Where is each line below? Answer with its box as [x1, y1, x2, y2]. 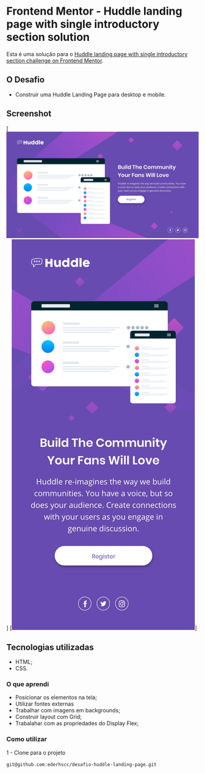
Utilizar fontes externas [15, 700, 74, 707]
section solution [6, 31, 90, 44]
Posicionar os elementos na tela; [15, 694, 98, 701]
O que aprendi [6, 679, 49, 688]
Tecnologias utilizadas [6, 642, 94, 653]
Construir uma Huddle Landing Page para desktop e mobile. [15, 90, 166, 98]
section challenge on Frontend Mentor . [6, 57, 104, 64]
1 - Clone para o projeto [6, 749, 66, 756]
